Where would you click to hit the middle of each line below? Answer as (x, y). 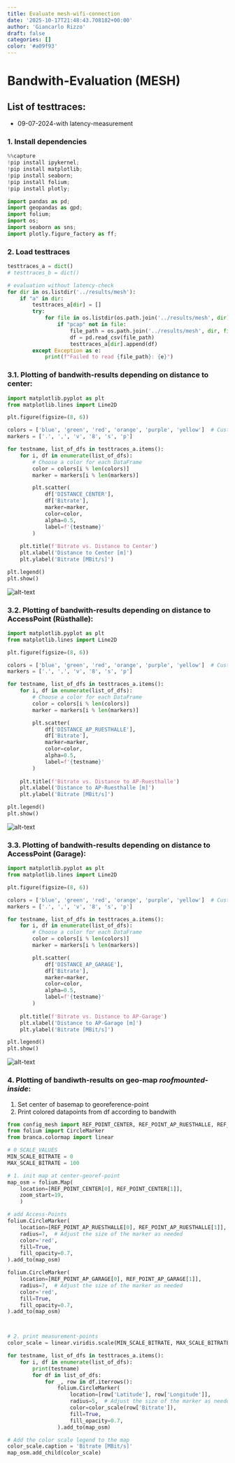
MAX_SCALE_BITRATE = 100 (43, 1163)
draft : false (26, 33)
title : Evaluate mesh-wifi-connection (64, 14)
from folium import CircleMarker (56, 1131)
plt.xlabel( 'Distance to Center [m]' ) (76, 553)
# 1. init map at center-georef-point (64, 1176)
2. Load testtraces (39, 251)
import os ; (23, 221)
